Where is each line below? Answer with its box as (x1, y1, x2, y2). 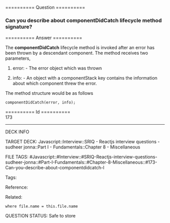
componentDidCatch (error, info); (5, 100, 76, 105)
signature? (5, 23, 32, 30)
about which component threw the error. (12, 81, 97, 87)
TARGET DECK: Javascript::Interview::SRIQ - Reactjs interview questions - (5, 139, 160, 145)
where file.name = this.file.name (5, 204, 78, 209)
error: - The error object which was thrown (12, 65, 102, 71)
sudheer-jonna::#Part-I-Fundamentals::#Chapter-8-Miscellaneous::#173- (5, 159, 157, 165)
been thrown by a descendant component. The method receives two (5, 50, 148, 56)
